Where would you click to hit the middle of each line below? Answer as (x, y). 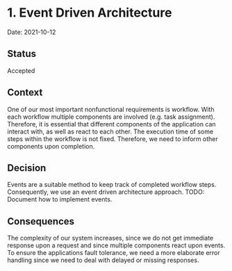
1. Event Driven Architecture (90, 13)
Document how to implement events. (60, 199)
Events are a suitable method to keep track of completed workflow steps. (112, 185)
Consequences (41, 221)
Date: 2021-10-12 (32, 32)
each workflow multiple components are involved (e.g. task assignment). (111, 117)
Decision (27, 168)
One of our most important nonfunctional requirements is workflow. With (111, 109)
